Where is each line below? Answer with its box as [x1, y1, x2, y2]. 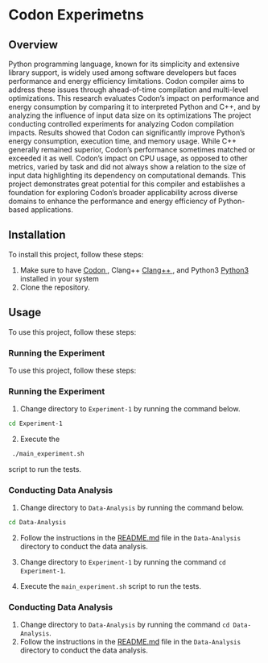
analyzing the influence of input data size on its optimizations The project [8, 110, 252, 120]
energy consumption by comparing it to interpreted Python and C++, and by [8, 102, 261, 111]
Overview [8, 38, 59, 52]
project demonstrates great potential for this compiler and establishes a [8, 179, 245, 189]
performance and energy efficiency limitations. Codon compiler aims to [8, 77, 245, 85]
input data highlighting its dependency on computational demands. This [8, 171, 246, 180]
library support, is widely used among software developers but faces [8, 68, 237, 77]
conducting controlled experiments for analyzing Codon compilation [8, 119, 234, 128]
